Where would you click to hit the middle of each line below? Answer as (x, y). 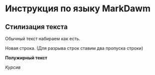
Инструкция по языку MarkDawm (78, 9)
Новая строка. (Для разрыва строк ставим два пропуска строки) (74, 48)
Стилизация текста (36, 27)
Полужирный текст (26, 58)
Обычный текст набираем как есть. (43, 38)
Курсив (13, 67)
